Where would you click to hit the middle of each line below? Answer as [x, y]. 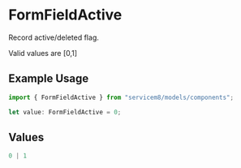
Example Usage [49, 79]
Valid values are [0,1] [43, 53]
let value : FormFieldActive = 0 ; [65, 112]
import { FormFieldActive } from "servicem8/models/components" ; [121, 97]
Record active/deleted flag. [54, 37]
